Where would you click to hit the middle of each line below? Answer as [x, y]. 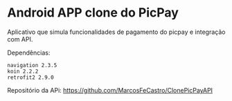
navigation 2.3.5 [32, 65]
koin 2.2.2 [23, 71]
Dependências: [29, 53]
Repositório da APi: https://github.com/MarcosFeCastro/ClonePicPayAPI [110, 90]
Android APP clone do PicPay [93, 13]
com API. [20, 39]
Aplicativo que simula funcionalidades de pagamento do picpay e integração [116, 32]
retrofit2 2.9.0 [30, 77]
